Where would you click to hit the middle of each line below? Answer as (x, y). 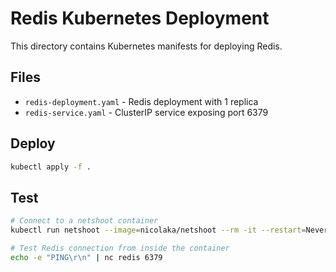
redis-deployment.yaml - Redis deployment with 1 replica (141, 101)
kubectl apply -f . (51, 167)
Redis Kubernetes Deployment (140, 18)
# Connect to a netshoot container (84, 221)
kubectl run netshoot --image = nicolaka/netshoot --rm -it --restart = (158, 230)
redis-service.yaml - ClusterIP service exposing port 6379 (146, 112)
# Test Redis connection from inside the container (120, 248)
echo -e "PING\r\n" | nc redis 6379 (86, 257)
